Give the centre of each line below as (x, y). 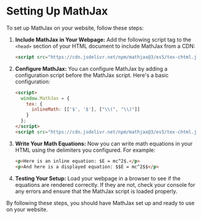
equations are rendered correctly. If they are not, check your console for (105, 185)
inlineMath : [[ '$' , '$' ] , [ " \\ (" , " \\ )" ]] (86, 109)
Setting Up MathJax (57, 11)
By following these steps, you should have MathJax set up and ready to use (100, 203)
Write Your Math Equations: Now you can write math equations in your (104, 143)
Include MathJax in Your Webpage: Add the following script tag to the (103, 39)
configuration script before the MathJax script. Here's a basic (92, 75)
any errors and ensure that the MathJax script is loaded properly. (96, 191)
